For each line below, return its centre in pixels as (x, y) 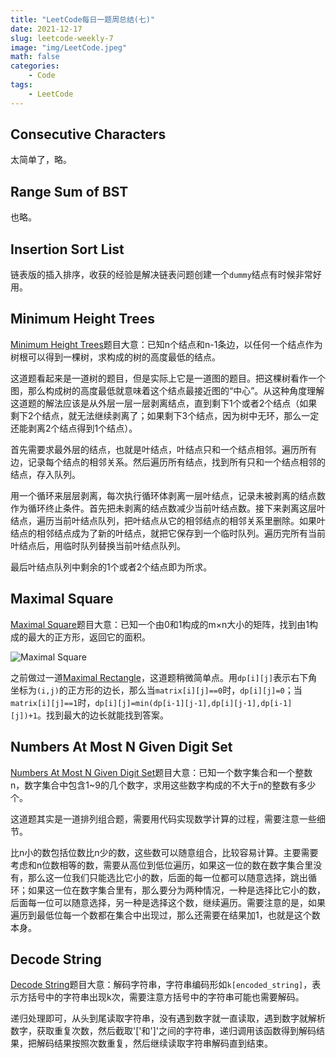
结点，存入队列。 (45, 474)
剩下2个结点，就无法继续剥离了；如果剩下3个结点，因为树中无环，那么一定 (165, 415)
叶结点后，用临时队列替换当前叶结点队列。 (98, 545)
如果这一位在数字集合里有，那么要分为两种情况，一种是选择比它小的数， (176, 890)
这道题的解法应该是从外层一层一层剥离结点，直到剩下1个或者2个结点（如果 (164, 403)
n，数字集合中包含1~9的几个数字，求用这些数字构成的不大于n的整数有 (154, 785)
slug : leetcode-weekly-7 (62, 38)
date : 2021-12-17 (46, 29)
